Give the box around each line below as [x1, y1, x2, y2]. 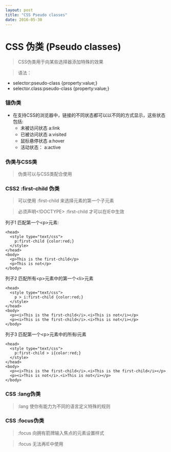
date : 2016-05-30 [5, 17, 42, 22]
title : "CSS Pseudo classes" [5, 12, 68, 17]
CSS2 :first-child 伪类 [5, 185, 60, 192]
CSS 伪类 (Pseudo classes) [5, 41, 121, 52]
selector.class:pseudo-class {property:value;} [12, 85, 110, 92]
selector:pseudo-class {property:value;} [12, 80, 98, 86]
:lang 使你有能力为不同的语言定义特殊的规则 [17, 403, 111, 409]
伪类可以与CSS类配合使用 [17, 171, 72, 177]
